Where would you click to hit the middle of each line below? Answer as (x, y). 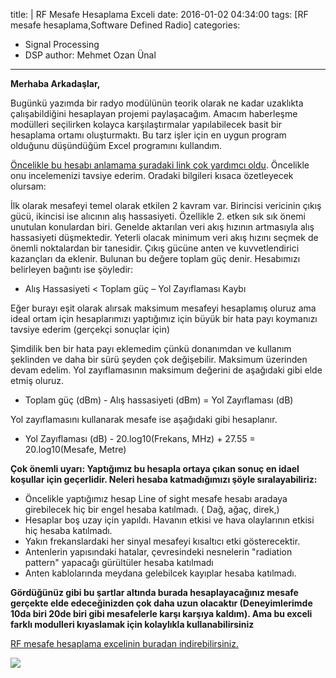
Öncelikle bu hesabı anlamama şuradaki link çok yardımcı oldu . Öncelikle (160, 165)
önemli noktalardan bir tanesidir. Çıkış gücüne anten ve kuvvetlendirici (155, 248)
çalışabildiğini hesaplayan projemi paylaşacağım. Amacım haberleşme (154, 113)
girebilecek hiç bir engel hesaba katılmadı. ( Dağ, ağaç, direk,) (152, 509)
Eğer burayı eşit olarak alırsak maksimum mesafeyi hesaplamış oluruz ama (163, 308)
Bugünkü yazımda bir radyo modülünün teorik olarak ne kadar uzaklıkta (157, 103)
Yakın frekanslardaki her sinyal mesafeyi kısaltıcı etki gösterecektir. (162, 541)
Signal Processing (62, 44)
